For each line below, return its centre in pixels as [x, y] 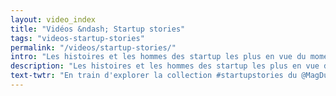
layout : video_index [53, 19]
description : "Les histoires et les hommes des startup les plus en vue [165, 66]
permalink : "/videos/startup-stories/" [93, 47]
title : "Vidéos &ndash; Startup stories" [98, 29]
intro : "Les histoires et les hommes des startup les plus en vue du [158, 57]
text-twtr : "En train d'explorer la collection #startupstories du [154, 76]
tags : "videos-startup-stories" [77, 38]
